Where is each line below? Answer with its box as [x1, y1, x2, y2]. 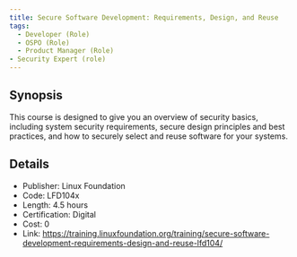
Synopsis [9, 88, 63, 103]
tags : [9, 21, 30, 30]
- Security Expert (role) [9, 55, 106, 64]
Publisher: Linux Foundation [22, 180, 126, 191]
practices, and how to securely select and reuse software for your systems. [9, 131, 289, 141]
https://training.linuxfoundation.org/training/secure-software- [42, 227, 270, 238]
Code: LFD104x [22, 190, 80, 201]
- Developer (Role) [17, 30, 91, 39]
